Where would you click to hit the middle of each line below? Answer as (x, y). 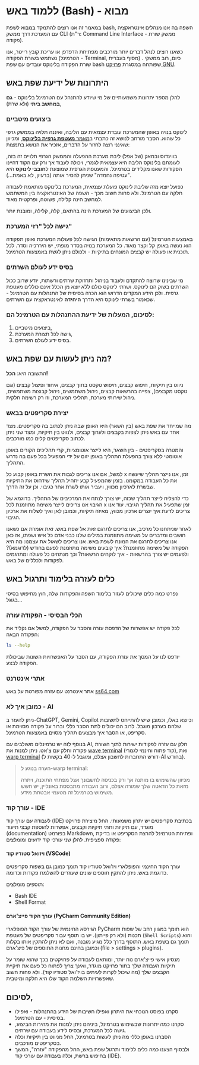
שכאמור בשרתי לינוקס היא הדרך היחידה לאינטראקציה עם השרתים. (81, 299)
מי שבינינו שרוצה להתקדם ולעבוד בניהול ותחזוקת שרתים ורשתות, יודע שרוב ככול (95, 280)
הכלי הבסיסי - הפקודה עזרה (44, 615)
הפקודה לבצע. (22, 663)
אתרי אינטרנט (26, 678)
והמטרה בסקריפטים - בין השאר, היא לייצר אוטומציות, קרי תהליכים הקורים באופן (95, 450)
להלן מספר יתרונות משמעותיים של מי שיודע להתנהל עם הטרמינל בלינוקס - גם (93, 97)
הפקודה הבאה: (23, 634)
